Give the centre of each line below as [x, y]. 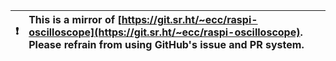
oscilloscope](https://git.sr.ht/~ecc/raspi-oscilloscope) [164, 32]
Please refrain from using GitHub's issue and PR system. [166, 44]
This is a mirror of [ [75, 19]
